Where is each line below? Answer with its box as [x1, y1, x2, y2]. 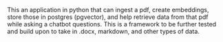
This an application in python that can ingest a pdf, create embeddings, [7, 6, 209, 14]
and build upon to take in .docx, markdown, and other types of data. [7, 27, 200, 35]
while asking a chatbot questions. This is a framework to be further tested [7, 20, 217, 28]
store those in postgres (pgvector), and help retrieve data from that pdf [7, 13, 209, 21]
